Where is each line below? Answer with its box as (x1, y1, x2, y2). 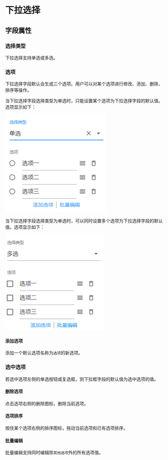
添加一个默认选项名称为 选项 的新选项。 (5, 350, 83, 356)
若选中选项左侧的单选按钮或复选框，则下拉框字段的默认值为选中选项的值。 (5, 376, 158, 382)
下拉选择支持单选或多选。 (5, 55, 58, 61)
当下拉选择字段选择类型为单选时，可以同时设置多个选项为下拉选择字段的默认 (5, 218, 163, 224)
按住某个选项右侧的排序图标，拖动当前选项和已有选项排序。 (5, 425, 128, 431)
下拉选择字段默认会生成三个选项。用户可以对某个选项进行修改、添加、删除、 (5, 81, 163, 87)
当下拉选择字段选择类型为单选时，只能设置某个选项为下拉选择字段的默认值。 (5, 98, 163, 104)
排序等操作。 (5, 87, 31, 93)
